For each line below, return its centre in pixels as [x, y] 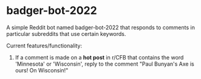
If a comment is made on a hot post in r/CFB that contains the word [99, 57]
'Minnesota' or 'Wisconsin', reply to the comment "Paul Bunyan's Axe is [104, 64]
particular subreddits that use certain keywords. [66, 33]
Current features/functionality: [44, 46]
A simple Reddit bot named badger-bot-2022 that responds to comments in [101, 27]
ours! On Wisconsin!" [42, 70]
